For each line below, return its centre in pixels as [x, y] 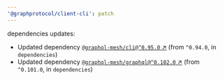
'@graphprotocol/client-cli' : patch [60, 14]
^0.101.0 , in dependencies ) [55, 69]
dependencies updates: [41, 33]
